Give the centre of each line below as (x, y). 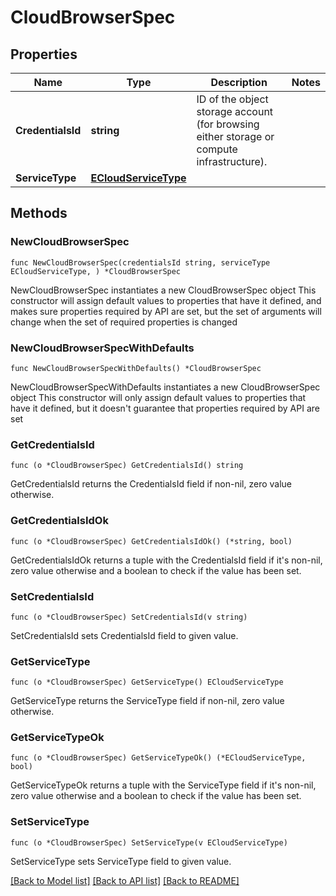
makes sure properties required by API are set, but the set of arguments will (166, 311)
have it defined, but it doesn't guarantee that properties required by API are (165, 408)
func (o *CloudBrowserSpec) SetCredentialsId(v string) (129, 617)
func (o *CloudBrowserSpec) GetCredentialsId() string (127, 466)
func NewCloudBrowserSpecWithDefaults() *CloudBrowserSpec (136, 368)
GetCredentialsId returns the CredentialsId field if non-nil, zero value (151, 484)
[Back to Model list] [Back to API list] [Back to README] (125, 880)
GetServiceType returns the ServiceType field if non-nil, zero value (147, 701)
